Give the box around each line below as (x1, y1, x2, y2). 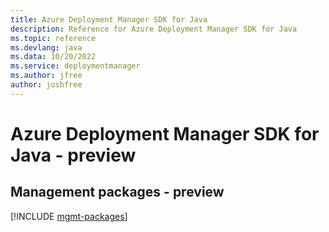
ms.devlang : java (10, 42, 83, 53)
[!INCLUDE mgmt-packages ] (10, 210, 128, 222)
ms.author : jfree (10, 71, 83, 81)
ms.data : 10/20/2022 (10, 52, 97, 62)
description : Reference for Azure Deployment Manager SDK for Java (10, 24, 298, 34)
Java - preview (10, 144, 137, 166)
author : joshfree (10, 80, 83, 90)
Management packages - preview (10, 184, 225, 201)
